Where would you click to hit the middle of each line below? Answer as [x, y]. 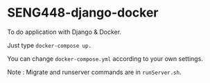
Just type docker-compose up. [50, 45]
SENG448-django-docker [83, 13]
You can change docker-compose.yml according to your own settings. [105, 58]
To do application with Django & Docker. [64, 32]
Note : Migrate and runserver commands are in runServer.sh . [94, 72]
